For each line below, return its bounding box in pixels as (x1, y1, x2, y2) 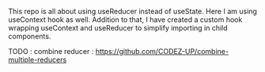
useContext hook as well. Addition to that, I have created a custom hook (8, 15, 243, 24)
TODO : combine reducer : (8, 47, 94, 56)
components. (8, 31, 51, 41)
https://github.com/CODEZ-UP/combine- (95, 47, 229, 56)
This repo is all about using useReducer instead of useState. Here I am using (8, 7, 257, 16)
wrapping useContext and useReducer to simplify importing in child (8, 23, 228, 32)
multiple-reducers (8, 55, 67, 64)
